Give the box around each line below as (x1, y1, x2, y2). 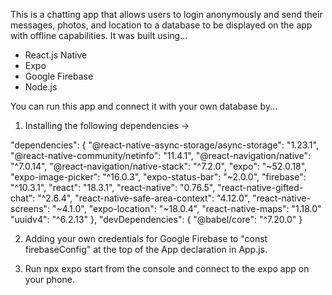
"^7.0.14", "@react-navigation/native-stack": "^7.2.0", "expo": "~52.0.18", (10, 160, 308, 172)
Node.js (24, 81, 58, 93)
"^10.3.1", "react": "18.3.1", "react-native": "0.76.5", (10, 182, 216, 193)
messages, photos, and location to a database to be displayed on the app (10, 19, 313, 31)
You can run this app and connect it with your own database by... (10, 100, 278, 112)
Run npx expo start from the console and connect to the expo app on (24, 263, 310, 274)
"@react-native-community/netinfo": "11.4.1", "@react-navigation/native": (10, 150, 312, 161)
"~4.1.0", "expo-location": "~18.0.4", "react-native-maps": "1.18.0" (51, 203, 322, 214)
